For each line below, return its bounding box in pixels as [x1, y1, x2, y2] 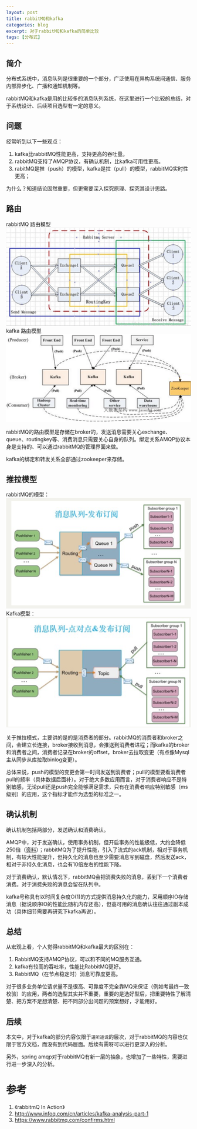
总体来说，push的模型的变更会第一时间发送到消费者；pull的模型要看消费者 [6, 768, 186, 775]
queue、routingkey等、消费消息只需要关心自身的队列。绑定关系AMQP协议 [6, 435, 186, 442]
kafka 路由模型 [6, 327, 42, 335]
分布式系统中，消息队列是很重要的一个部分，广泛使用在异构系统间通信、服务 [6, 75, 191, 82]
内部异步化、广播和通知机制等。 [6, 82, 83, 89]
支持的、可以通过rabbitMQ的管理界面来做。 [16, 443, 121, 450]
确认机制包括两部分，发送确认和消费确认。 [6, 826, 109, 833]
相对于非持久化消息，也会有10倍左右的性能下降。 [6, 861, 125, 868]
